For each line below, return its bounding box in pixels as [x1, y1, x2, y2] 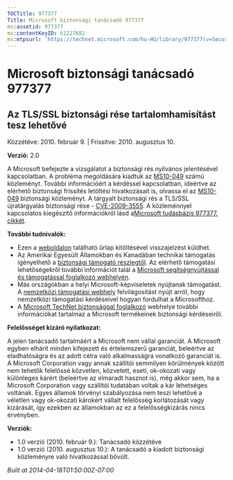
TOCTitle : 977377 [7, 10, 58, 17]
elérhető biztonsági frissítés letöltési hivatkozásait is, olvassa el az [7, 187, 196, 195]
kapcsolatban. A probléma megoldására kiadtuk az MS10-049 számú [7, 172, 205, 181]
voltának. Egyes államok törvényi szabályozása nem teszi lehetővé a [7, 389, 202, 397]
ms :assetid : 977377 [7, 23, 64, 30]
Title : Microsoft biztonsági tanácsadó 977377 [7, 17, 144, 24]
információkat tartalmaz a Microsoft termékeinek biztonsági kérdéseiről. [17, 310, 223, 319]
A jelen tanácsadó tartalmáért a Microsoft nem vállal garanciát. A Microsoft [7, 337, 221, 345]
